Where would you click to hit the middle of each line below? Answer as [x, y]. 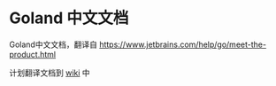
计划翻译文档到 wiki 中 [50, 73]
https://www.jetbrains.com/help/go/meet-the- [183, 44]
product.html [32, 54]
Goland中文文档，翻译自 [53, 44]
